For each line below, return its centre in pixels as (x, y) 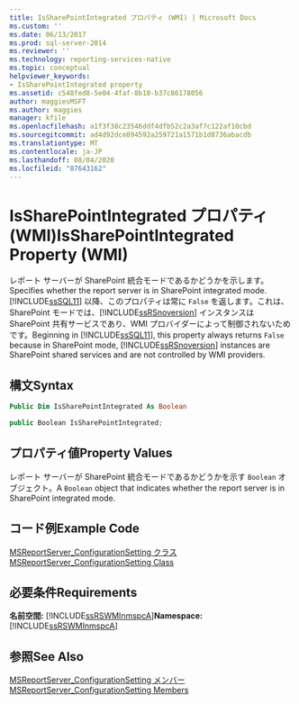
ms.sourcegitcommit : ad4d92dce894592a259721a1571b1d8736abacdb (131, 135)
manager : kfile (38, 118)
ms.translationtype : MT (54, 143)
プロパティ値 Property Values (91, 453)
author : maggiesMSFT (48, 101)
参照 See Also (46, 657)
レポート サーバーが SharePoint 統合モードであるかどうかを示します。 (139, 281)
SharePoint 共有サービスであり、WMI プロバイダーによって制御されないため (150, 324)
